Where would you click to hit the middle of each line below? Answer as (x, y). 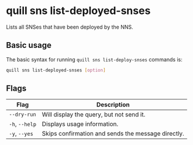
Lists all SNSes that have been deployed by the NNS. (70, 27)
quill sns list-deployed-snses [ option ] (56, 70)
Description (113, 105)
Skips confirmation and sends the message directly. (113, 134)
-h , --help (23, 124)
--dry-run (23, 115)
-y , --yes (21, 134)
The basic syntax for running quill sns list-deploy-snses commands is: (94, 59)
